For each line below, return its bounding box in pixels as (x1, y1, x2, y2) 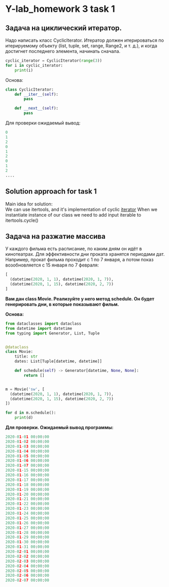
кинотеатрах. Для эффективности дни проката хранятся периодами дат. (5, 251, 165, 257)
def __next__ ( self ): (14, 106, 59, 111)
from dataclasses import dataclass (5, 321, 82, 326)
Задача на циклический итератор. (5, 24, 122, 32)
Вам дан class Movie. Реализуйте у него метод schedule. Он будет (5, 295, 155, 301)
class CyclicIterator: (5, 87, 54, 92)
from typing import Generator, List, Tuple (5, 330, 100, 336)
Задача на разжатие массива (5, 232, 106, 241)
